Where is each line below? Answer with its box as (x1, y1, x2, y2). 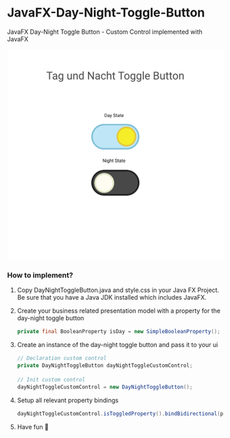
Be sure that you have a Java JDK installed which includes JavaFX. (16, 293, 207, 301)
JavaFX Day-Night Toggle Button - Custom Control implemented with (7, 28, 203, 36)
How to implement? (7, 270, 73, 280)
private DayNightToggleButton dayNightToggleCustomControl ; (16, 362, 193, 369)
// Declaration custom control (16, 355, 107, 362)
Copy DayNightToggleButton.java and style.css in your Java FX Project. (16, 286, 220, 294)
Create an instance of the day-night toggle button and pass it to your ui (16, 340, 218, 348)
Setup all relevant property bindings (16, 396, 119, 404)
